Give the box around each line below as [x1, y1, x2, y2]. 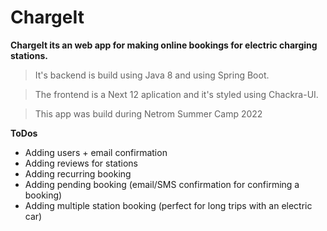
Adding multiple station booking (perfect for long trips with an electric [24, 199, 313, 211]
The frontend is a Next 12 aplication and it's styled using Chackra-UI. [34, 88, 319, 100]
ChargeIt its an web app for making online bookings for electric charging [10, 39, 318, 51]
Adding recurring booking [24, 167, 132, 180]
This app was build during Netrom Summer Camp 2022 [34, 107, 263, 120]
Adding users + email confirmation [24, 146, 168, 158]
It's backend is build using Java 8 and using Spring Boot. [34, 69, 270, 81]
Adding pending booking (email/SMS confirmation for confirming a [24, 178, 300, 190]
